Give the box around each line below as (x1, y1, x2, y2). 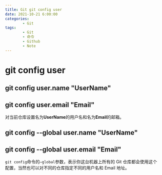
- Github (22, 39, 40, 44)
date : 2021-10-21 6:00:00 (5, 12, 58, 17)
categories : (5, 16, 29, 21)
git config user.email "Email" (5, 101, 95, 109)
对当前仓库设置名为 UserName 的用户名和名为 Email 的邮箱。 (5, 114, 124, 120)
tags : (5, 25, 16, 30)
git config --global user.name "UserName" (5, 129, 138, 137)
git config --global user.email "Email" (5, 145, 121, 153)
